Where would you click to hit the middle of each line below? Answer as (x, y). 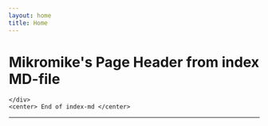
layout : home (30, 15)
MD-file (35, 79)
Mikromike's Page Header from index (134, 62)
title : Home (28, 23)
